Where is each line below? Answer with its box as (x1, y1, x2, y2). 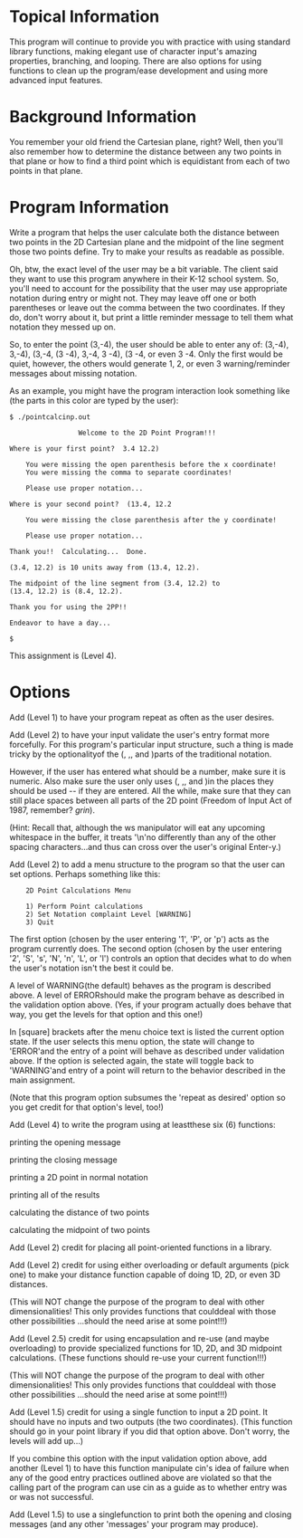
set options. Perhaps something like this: (9, 868, 161, 879)
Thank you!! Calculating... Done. (9, 547, 147, 556)
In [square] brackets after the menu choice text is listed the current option (9, 1026, 285, 1037)
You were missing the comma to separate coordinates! (25, 468, 232, 477)
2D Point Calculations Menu (25, 885, 131, 895)
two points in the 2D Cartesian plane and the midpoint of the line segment (9, 236, 285, 247)
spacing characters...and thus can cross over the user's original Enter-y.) (9, 841, 282, 852)
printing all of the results (9, 1189, 100, 1200)
